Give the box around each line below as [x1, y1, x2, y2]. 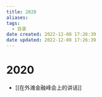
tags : [6, 20, 20, 26]
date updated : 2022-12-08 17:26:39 [6, 37, 97, 43]
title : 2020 [6, 8, 36, 15]
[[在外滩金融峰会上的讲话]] [15, 84, 82, 91]
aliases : [6, 15, 29, 21]
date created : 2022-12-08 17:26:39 [6, 32, 97, 38]
